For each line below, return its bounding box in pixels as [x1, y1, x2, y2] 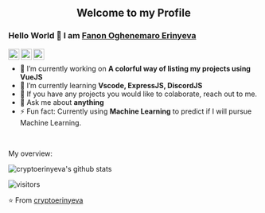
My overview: [8, 149, 53, 158]
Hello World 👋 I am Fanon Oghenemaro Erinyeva [8, 30, 197, 41]
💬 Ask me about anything [19, 97, 105, 106]
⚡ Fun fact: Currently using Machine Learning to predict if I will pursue [19, 106, 252, 116]
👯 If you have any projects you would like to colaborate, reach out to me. [19, 89, 257, 99]
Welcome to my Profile [76, 6, 191, 20]
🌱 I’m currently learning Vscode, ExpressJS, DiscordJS [19, 80, 203, 90]
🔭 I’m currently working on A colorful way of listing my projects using [19, 64, 251, 73]
